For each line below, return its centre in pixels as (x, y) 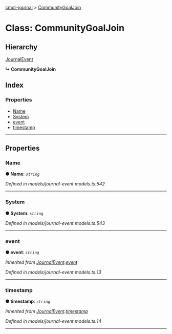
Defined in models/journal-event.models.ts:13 (53, 272)
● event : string (22, 252)
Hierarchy (21, 47)
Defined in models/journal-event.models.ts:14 (53, 321)
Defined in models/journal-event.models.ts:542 (55, 184)
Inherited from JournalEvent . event (41, 262)
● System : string (24, 213)
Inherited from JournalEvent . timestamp (47, 311)
